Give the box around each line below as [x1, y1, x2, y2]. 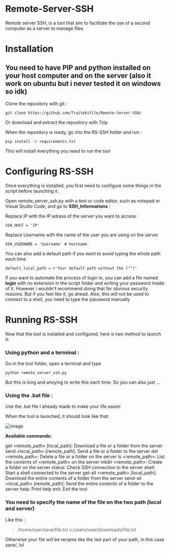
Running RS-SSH [5, 314, 78, 326]
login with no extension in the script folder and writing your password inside [5, 280, 165, 286]
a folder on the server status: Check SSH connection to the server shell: [5, 465, 156, 471]
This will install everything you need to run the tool [5, 148, 111, 154]
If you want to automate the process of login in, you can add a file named [5, 274, 158, 281]
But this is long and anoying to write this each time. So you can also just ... [5, 379, 161, 385]
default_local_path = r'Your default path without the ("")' [5, 265, 138, 271]
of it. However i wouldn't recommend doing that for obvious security [5, 285, 148, 291]
